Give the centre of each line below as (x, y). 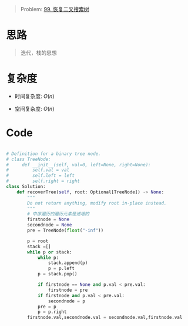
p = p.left (61, 269)
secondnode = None (50, 225)
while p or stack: (50, 252)
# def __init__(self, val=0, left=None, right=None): (78, 164)
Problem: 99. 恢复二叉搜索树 (55, 9)
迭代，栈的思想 (38, 52)
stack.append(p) (68, 263)
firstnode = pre (68, 290)
